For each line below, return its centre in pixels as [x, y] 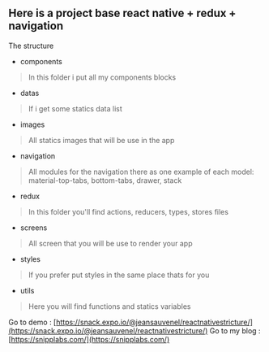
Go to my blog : [235, 330]
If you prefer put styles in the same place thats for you [119, 275]
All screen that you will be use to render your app [110, 243]
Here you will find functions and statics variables [109, 306]
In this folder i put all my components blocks [102, 77]
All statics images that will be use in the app [101, 140]
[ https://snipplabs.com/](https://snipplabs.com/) [89, 339]
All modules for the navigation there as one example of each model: [141, 172]
